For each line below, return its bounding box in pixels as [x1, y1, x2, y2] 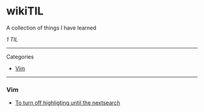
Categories [6, 53, 35, 60]
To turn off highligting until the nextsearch [15, 99, 120, 107]
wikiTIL [6, 4, 44, 18]
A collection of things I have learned [6, 24, 97, 31]
